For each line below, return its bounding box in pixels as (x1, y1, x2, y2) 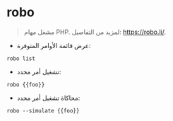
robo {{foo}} (6, 81, 45, 88)
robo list (6, 54, 36, 62)
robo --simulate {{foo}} (6, 107, 80, 114)
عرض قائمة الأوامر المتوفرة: (16, 41, 91, 50)
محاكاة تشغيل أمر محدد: (16, 93, 80, 102)
